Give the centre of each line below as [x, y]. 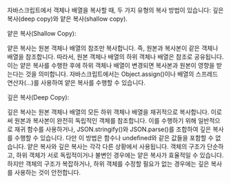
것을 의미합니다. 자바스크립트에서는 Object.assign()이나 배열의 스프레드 [122, 74]
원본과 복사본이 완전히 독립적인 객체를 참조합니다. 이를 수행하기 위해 [105, 121]
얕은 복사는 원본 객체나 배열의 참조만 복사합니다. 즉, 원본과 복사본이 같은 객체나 [113, 48]
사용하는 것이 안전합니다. [48, 172]
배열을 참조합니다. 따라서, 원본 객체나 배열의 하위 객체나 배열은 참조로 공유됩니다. [115, 57]
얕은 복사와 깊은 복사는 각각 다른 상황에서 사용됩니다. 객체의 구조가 [116, 146]
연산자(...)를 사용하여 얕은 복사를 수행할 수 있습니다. [77, 83]
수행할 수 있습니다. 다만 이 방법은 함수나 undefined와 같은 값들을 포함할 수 [114, 138]
